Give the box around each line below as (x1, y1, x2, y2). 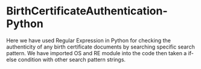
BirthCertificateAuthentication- (6, 4, 168, 18)
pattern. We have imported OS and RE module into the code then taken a (6, 49, 187, 56)
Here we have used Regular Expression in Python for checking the (6, 37, 171, 44)
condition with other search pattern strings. (18, 56, 126, 63)
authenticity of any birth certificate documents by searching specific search (6, 43, 195, 50)
